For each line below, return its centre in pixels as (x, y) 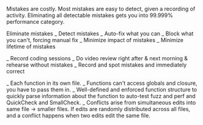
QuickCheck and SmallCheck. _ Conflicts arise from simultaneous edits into (101, 102)
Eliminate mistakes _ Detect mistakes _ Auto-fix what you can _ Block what (100, 34)
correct (16, 71)
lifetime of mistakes (31, 46)
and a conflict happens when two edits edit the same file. (79, 116)
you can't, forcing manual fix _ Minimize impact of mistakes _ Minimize (95, 40)
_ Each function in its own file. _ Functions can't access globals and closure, (102, 83)
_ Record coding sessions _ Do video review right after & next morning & (97, 58)
